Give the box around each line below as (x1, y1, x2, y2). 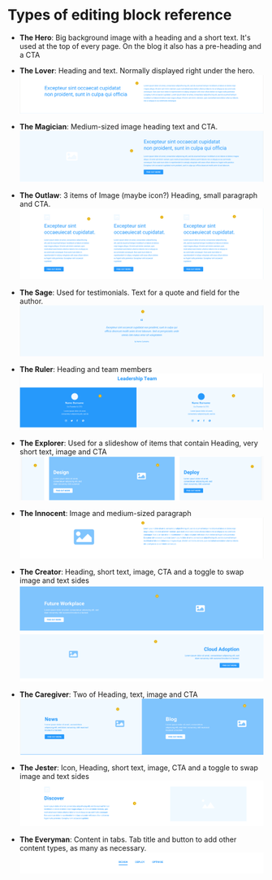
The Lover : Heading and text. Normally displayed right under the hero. (19, 65, 255, 75)
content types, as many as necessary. (19, 843, 147, 853)
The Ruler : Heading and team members (19, 365, 153, 374)
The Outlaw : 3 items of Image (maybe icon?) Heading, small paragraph (19, 190, 257, 200)
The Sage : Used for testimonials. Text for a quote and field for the (19, 287, 240, 298)
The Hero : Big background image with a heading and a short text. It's (19, 33, 251, 42)
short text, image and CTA (19, 447, 107, 457)
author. (19, 296, 44, 306)
